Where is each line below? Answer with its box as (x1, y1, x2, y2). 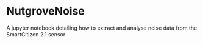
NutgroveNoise (6, 4, 85, 18)
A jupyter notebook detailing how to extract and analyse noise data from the (6, 24, 198, 31)
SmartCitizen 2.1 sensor (6, 30, 66, 38)
